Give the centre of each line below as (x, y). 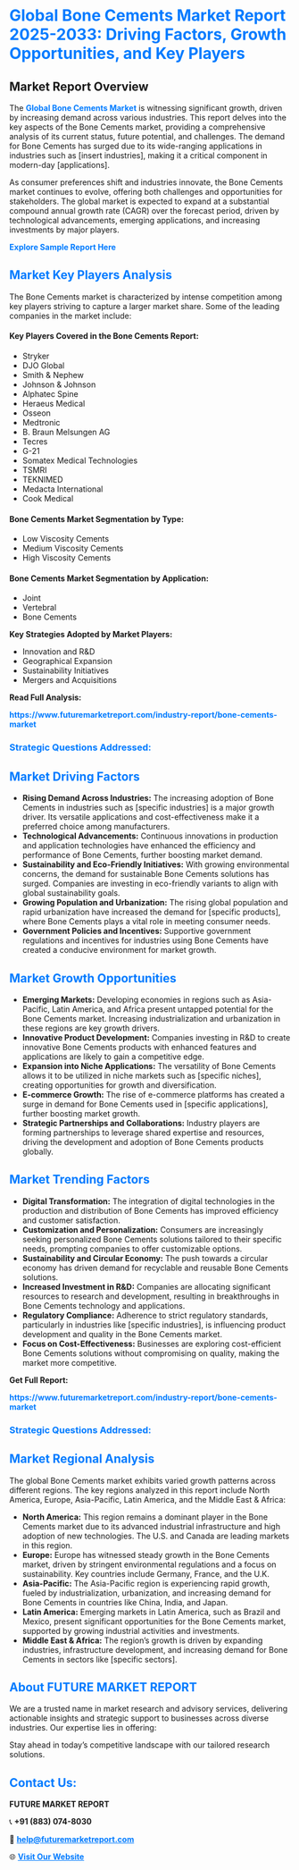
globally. (37, 1151)
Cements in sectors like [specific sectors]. (100, 1659)
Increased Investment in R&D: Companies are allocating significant (146, 1286)
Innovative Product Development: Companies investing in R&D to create (156, 1037)
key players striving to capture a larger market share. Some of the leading (145, 306)
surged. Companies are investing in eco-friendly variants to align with (150, 884)
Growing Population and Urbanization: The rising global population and (155, 903)
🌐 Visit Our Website (47, 1857)
